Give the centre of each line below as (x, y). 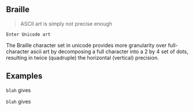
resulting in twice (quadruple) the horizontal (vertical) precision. (82, 57)
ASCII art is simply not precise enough (66, 23)
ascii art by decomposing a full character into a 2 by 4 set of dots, (110, 51)
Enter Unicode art (28, 34)
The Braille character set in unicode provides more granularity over (87, 45)
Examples (24, 76)
